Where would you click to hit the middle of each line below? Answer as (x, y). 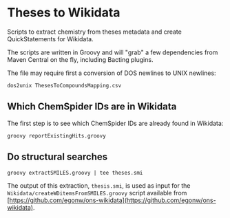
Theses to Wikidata (64, 13)
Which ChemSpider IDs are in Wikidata (92, 107)
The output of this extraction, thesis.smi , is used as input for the (99, 185)
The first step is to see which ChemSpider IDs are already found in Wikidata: (115, 123)
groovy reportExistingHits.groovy (57, 135)
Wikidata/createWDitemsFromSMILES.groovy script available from (97, 193)
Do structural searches (57, 157)
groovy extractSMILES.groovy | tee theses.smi (75, 173)
